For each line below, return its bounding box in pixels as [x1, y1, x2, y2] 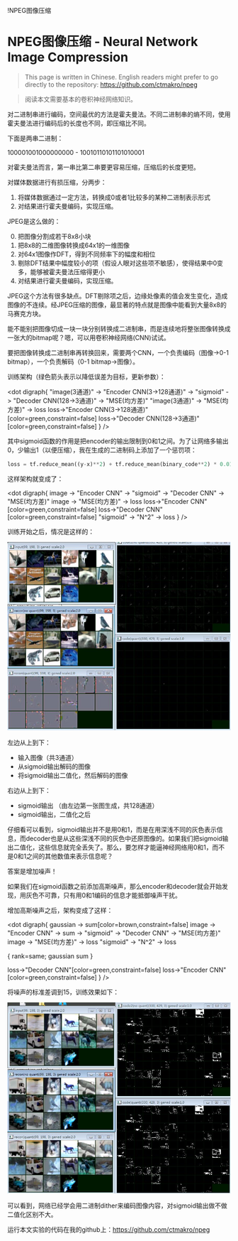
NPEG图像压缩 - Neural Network [7, 34, 198, 50]
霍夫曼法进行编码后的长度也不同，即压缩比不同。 [7, 119, 150, 127]
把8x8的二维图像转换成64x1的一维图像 [17, 241, 130, 249]
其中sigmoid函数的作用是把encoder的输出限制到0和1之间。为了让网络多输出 [7, 436, 229, 445]
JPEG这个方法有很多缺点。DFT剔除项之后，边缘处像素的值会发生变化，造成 [7, 291, 228, 300]
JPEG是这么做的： [7, 217, 61, 225]
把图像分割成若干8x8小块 [17, 232, 91, 240]
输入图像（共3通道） [17, 754, 78, 762]
